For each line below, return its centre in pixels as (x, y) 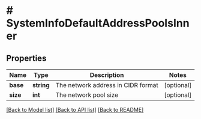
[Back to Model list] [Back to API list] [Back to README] (75, 110)
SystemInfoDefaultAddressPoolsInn (98, 23)
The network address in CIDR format (107, 85)
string (41, 85)
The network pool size (87, 95)
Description (107, 75)
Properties (26, 58)
